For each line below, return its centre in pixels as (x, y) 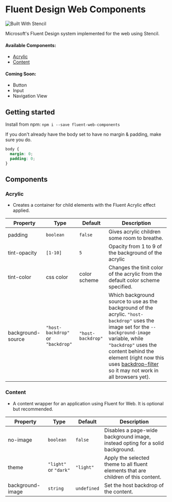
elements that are (125, 470)
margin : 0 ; (21, 154)
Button (20, 85)
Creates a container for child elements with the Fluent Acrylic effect (84, 205)
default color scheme (134, 280)
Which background (131, 295)
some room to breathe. (136, 238)
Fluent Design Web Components (76, 9)
